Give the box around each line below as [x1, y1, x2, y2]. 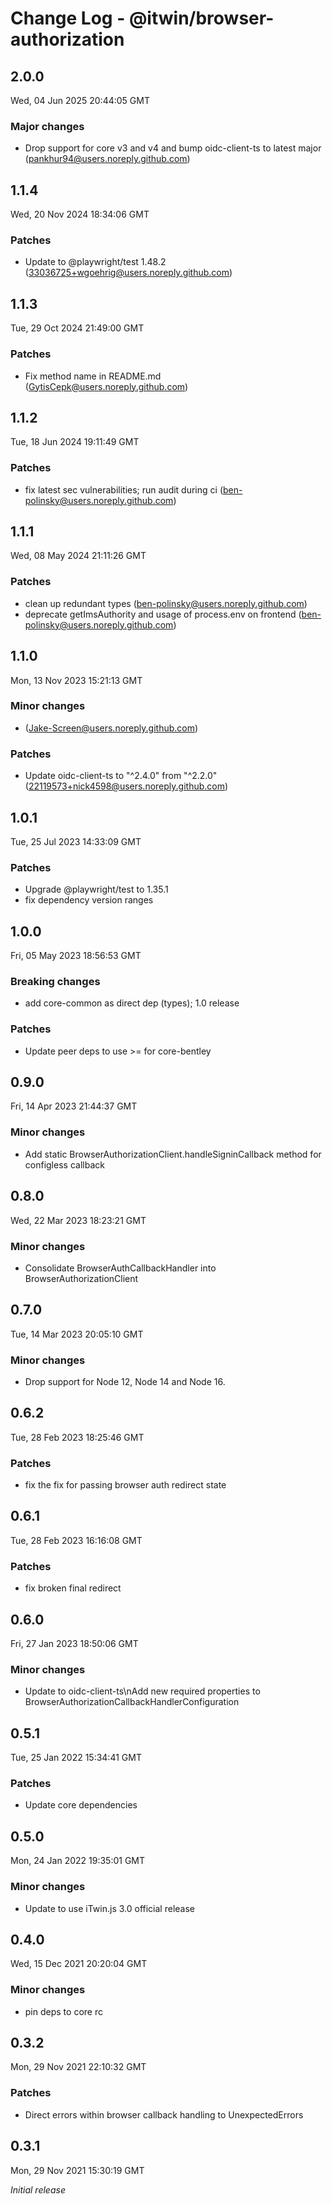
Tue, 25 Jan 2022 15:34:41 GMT [10, 1752, 142, 1764]
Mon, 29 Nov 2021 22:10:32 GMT [10, 2061, 147, 2073]
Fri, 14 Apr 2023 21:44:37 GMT [10, 1100, 138, 1112]
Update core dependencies [24, 1799, 138, 1811]
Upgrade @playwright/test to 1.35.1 [24, 883, 169, 896]
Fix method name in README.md [24, 370, 162, 382]
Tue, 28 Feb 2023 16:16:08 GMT [10, 1534, 143, 1546]
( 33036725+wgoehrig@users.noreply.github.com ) [24, 267, 233, 279]
